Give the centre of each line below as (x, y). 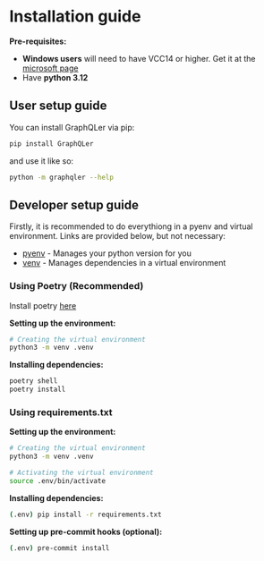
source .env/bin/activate (57, 481)
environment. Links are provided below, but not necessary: (118, 236)
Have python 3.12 (55, 77)
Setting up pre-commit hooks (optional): (86, 531)
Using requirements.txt (61, 412)
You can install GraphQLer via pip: (72, 127)
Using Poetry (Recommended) (77, 286)
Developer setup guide (74, 204)
